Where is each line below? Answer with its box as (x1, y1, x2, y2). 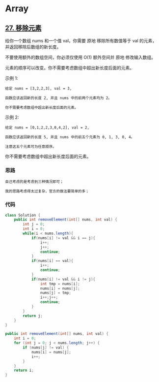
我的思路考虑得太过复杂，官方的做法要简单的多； (5, 189, 89, 194)
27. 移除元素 (5, 24, 42, 32)
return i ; (14, 368, 34, 373)
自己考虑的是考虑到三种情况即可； (5, 179, 64, 185)
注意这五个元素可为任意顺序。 (5, 144, 56, 149)
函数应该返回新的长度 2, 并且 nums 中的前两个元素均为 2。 (5, 95, 112, 100)
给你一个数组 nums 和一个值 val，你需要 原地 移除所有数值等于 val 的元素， (5, 38, 157, 43)
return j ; (23, 313, 43, 318)
